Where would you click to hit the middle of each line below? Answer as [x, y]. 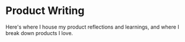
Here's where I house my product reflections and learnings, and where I [92, 27]
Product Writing [45, 11]
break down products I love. [39, 33]
